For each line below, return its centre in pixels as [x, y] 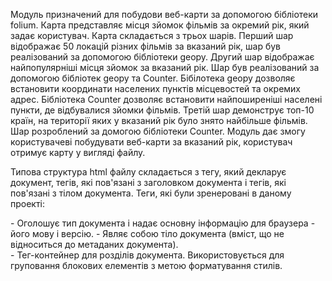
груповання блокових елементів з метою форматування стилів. [146, 265]
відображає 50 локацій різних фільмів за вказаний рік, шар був [145, 46]
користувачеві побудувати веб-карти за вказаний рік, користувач [151, 142]
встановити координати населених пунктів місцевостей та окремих [155, 88]
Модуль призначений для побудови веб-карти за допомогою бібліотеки [164, 14]
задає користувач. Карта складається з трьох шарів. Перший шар [152, 35]
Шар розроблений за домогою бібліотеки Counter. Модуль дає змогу [158, 131]
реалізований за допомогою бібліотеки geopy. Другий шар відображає [162, 57]
